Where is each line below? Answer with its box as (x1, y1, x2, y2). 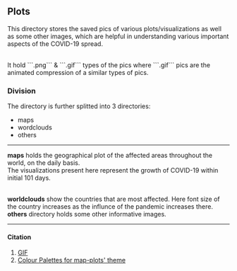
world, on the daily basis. (7, 158, 80, 167)
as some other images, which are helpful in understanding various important (7, 32, 229, 40)
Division (7, 86, 37, 96)
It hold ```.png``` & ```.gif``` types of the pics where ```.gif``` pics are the (7, 60, 210, 69)
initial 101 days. (7, 173, 51, 183)
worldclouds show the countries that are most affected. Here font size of (7, 195, 220, 204)
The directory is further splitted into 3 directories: (7, 102, 151, 110)
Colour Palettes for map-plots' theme (17, 256, 126, 265)
